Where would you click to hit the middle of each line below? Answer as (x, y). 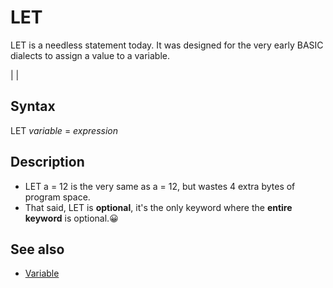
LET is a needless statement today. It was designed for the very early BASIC (167, 45)
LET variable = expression (64, 130)
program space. (57, 197)
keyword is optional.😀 (71, 218)
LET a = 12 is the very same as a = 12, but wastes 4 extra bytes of (160, 186)
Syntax (33, 106)
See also (37, 249)
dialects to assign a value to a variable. (90, 55)
